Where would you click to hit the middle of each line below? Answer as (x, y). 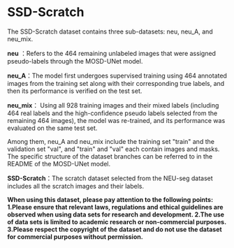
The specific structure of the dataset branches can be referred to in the (110, 156)
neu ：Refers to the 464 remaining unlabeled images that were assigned (112, 53)
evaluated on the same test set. (52, 128)
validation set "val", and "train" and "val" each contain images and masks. (114, 149)
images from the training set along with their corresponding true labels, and (116, 83)
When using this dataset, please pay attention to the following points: (110, 199)
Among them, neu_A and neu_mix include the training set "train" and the (111, 141)
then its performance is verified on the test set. (75, 91)
